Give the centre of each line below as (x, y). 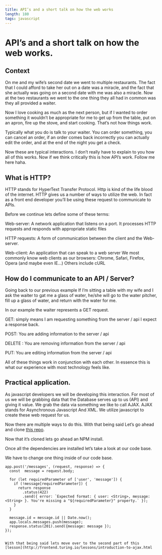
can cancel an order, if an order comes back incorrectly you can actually (77, 138)
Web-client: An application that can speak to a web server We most (72, 253)
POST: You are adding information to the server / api (57, 334)
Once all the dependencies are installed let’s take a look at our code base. (79, 448)
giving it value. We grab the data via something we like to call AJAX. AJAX (79, 404)
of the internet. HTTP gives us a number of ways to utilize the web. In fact (79, 194)
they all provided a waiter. (31, 103)
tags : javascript (22, 18)
